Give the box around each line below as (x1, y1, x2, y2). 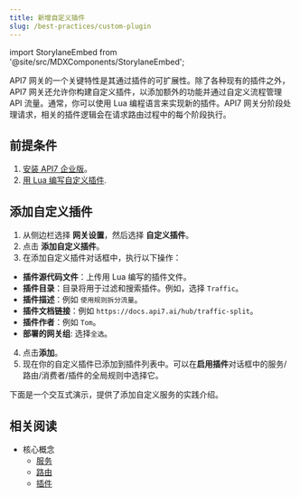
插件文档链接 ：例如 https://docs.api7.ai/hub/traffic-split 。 (22, 305, 258, 317)
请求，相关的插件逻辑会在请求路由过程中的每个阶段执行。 (16, 109, 231, 119)
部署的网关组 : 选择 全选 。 (22, 328, 113, 339)
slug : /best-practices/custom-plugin (9, 22, 152, 31)
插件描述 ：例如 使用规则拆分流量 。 (22, 294, 143, 305)
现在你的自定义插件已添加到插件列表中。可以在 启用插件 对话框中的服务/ (22, 358, 287, 369)
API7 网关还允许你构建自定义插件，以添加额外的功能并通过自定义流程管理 (9, 86, 283, 97)
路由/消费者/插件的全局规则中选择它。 (22, 370, 164, 381)
